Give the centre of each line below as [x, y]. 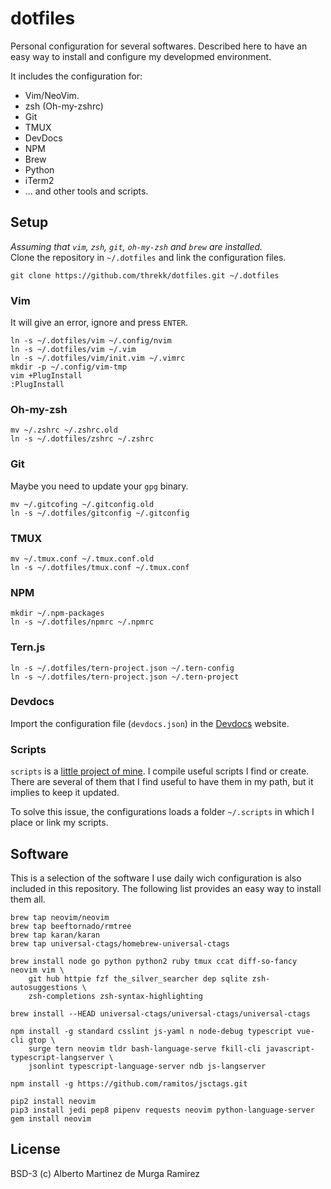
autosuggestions [44, 987]
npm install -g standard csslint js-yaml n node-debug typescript [151, 1031]
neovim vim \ [37, 970]
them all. [28, 899]
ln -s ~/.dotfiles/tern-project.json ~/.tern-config [122, 668]
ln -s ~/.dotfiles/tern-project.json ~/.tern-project [125, 677]
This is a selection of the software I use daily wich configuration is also [156, 878]
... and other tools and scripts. [86, 191]
